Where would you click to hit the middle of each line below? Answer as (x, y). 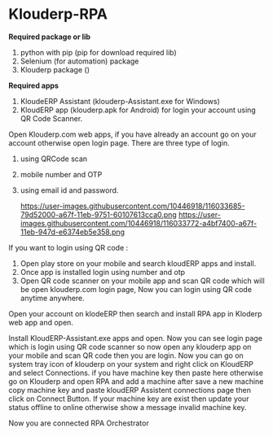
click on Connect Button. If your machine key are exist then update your (129, 399)
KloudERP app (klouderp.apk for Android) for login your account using (138, 110)
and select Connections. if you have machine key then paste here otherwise (136, 373)
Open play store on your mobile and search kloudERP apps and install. (138, 263)
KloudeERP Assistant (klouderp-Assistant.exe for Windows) (120, 101)
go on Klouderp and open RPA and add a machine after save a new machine (136, 381)
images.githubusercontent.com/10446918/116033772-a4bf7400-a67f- (139, 223)
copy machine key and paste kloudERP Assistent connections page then (130, 390)
